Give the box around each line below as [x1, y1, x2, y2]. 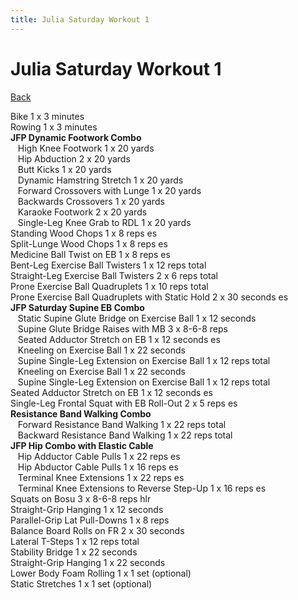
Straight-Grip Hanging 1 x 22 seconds [10, 556, 166, 568]
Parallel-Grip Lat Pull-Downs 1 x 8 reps [10, 514, 170, 526]
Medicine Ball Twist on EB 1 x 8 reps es [10, 248, 171, 260]
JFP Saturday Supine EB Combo [10, 301, 145, 313]
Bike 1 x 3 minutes [10, 110, 85, 122]
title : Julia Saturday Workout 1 [10, 14, 150, 25]
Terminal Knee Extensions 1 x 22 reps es [17, 471, 185, 483]
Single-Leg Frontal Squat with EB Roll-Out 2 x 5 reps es [10, 397, 238, 409]
